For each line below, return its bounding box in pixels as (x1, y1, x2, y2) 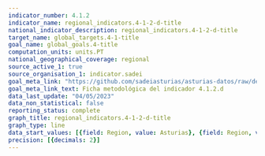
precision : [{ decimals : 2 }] (8, 136, 101, 144)
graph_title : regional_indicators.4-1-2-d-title (8, 114, 171, 122)
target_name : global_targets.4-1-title (8, 33, 140, 42)
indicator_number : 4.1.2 (8, 11, 90, 20)
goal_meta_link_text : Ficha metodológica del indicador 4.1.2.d (8, 84, 224, 93)
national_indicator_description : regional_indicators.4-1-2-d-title (8, 26, 238, 34)
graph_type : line (8, 121, 65, 129)
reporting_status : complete (8, 107, 101, 115)
